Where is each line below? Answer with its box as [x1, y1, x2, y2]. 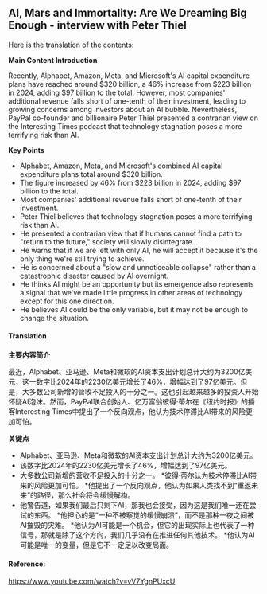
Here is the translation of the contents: [8, 40, 134, 49]
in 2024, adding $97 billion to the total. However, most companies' [8, 88, 226, 97]
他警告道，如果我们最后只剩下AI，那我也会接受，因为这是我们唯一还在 [19, 501, 250, 510]
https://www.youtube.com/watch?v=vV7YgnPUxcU [8, 576, 176, 586]
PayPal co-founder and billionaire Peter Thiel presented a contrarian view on [8, 113, 259, 123]
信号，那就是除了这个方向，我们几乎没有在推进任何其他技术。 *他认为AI [19, 530, 256, 540]
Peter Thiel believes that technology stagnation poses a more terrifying [19, 211, 253, 221]
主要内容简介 [8, 350, 50, 360]
